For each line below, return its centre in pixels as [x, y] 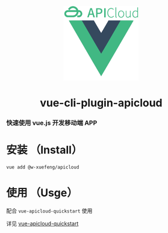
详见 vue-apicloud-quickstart [42, 224]
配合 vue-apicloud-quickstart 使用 [49, 211]
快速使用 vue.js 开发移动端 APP [52, 123]
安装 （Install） [44, 150]
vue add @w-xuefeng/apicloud [43, 167]
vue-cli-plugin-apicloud [101, 103]
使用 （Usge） [42, 193]
